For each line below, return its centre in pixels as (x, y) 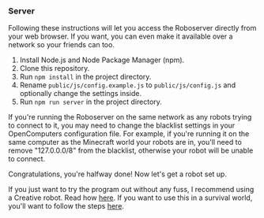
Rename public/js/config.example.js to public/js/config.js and (127, 85)
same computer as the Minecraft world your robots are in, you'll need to (125, 142)
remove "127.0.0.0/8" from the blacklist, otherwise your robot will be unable (131, 150)
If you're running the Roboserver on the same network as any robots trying (130, 117)
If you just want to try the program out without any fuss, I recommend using (131, 190)
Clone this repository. (55, 68)
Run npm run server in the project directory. (91, 102)
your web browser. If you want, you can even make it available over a (121, 36)
